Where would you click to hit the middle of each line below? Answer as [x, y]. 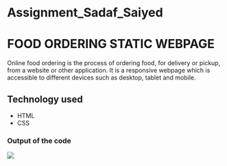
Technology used [45, 99]
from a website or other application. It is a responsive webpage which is [109, 71]
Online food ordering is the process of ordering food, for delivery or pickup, [114, 63]
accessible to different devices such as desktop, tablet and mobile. [102, 78]
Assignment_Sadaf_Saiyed [85, 13]
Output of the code [39, 141]
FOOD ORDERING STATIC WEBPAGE [111, 44]
